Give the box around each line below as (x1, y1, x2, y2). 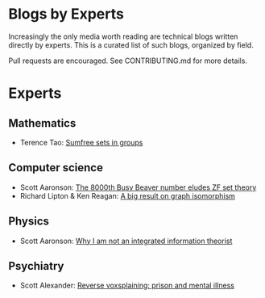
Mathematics (8, 116, 77, 130)
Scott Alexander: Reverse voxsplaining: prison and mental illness (19, 280, 235, 291)
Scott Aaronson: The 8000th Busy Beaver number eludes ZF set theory (19, 183, 257, 192)
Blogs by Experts (8, 5, 125, 23)
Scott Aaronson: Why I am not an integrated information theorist (19, 236, 233, 246)
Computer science (8, 161, 103, 174)
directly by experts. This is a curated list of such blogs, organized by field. (8, 40, 254, 49)
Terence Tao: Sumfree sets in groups (19, 137, 143, 147)
